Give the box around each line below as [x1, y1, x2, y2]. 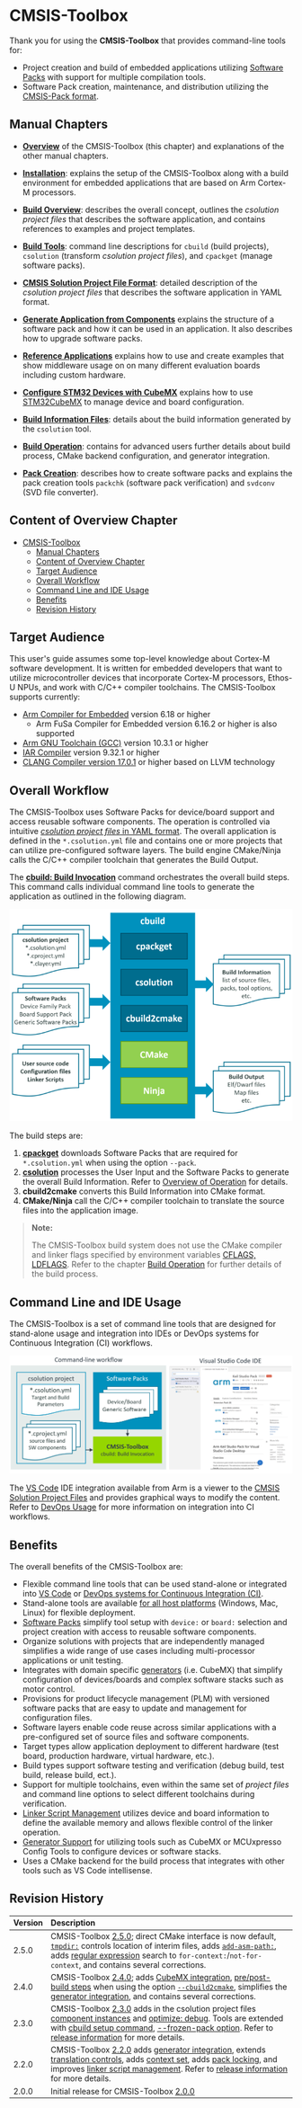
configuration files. [22, 1712, 93, 1722]
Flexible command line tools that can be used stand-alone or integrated [22, 1579, 288, 1589]
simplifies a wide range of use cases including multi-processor [22, 1645, 256, 1656]
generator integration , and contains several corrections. [50, 1990, 256, 2001]
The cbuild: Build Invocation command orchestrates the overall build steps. [9, 872, 290, 883]
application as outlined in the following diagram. [9, 891, 187, 902]
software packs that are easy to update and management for [22, 1703, 247, 1713]
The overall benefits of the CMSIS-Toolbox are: [9, 1561, 183, 1571]
